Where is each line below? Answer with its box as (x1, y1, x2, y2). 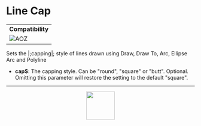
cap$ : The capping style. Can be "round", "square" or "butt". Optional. (14, 67, 188, 75)
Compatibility (9, 25, 49, 33)
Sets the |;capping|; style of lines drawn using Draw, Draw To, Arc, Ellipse (6, 49, 187, 57)
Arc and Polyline (6, 56, 47, 63)
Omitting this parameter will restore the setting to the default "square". (14, 74, 188, 81)
